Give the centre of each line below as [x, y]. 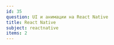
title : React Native [31, 22]
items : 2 [17, 33]
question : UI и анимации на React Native [57, 17]
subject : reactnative [32, 28]
